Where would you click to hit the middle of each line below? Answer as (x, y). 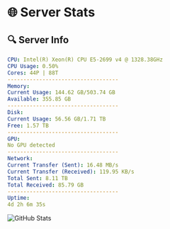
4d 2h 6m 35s (27, 205)
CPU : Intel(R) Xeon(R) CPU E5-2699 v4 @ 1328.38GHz (85, 60)
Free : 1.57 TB (28, 125)
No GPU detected (31, 145)
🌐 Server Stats (51, 12)
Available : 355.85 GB (39, 99)
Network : (20, 159)
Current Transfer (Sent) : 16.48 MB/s (63, 165)
